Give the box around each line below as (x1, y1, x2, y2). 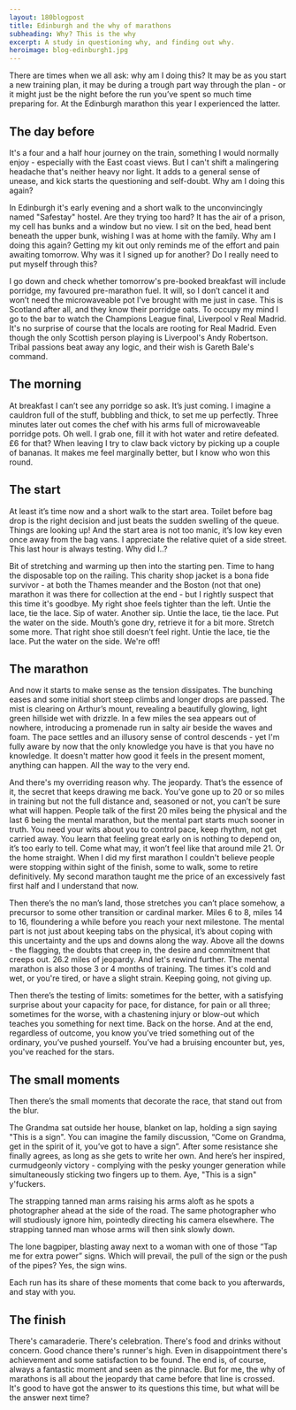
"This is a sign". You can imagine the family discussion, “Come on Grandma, (9, 1132, 286, 1143)
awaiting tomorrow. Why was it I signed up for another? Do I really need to (9, 249, 279, 259)
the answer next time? (9, 1392, 90, 1403)
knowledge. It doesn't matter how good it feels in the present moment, (9, 751, 265, 761)
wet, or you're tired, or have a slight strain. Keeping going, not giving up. (9, 973, 272, 983)
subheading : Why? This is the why (9, 29, 137, 38)
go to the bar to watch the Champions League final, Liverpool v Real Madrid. (9, 313, 287, 324)
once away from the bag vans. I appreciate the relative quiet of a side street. (9, 534, 287, 544)
